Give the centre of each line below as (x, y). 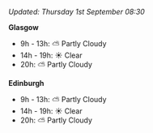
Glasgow (23, 27)
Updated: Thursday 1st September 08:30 (77, 12)
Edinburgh (26, 83)
